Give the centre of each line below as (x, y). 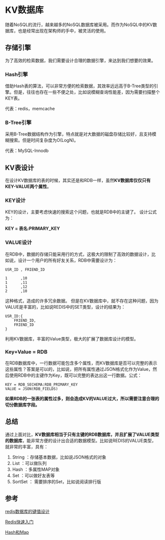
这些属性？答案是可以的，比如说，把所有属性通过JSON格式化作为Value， (79, 369)
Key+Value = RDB (26, 352)
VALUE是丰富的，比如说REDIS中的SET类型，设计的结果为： (65, 307)
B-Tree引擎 (18, 122)
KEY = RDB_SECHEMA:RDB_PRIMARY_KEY (41, 385)
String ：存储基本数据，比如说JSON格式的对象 (59, 457)
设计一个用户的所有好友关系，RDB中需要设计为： (68, 260)
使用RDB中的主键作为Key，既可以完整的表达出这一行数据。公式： (75, 375)
